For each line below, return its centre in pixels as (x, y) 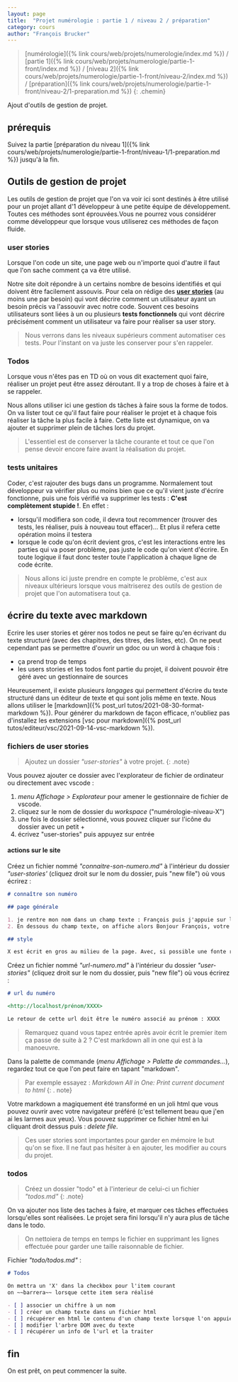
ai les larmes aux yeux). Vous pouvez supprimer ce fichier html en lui (108, 1118)
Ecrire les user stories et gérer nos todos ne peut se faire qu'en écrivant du (117, 633)
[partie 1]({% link (49, 62)
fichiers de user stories (48, 746)
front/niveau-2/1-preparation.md (72, 91)
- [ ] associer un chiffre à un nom (61, 1305)
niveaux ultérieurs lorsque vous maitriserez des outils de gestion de (124, 586)
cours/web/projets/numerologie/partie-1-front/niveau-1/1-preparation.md (114, 152)
